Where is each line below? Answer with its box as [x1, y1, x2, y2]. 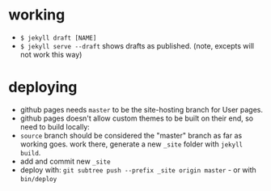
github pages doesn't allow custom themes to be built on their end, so [19, 113, 254, 123]
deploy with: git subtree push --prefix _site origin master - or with [19, 164, 256, 175]
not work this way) [19, 49, 83, 59]
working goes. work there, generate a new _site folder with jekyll [19, 139, 243, 149]
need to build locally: [19, 121, 91, 131]
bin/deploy [19, 175, 57, 183]
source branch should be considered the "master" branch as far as [19, 130, 243, 140]
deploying [8, 79, 78, 96]
